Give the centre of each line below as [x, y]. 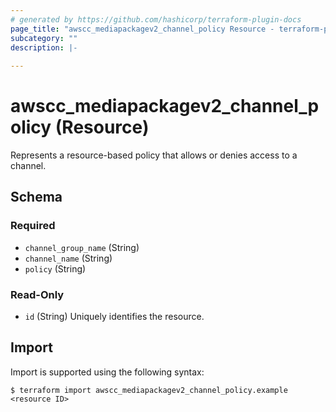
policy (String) [55, 268]
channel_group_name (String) [82, 247]
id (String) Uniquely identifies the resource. [114, 317]
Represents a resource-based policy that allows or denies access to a [154, 155]
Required [33, 226]
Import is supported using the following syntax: [107, 372]
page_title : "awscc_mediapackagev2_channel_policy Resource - [142, 29]
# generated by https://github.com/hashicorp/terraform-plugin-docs [156, 19]
